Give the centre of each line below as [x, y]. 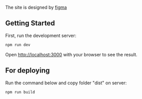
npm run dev [18, 45]
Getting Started [30, 23]
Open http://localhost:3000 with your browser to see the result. [72, 54]
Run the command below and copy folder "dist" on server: [66, 83]
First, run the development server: [41, 36]
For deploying [27, 71]
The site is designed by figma [36, 7]
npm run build [20, 92]
